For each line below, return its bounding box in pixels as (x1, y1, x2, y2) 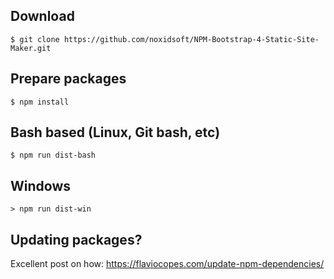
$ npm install (10, 97, 70, 107)
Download (10, 8, 75, 25)
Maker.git (10, 43, 52, 53)
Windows (10, 177, 71, 194)
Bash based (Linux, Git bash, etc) (10, 124, 221, 141)
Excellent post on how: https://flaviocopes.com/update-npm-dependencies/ (10, 258, 325, 270)
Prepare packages (10, 70, 127, 88)
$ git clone (10, 34, 60, 44)
